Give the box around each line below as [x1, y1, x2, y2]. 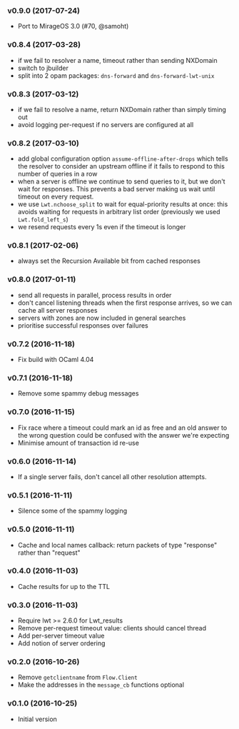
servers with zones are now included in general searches [17, 313, 186, 322]
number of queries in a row [17, 170, 98, 179]
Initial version [17, 715, 57, 723]
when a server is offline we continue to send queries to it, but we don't [17, 177, 226, 186]
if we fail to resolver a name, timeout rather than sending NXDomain [17, 56, 218, 64]
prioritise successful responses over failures [17, 321, 148, 330]
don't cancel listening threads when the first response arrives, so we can [17, 298, 233, 307]
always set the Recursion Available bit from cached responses [17, 256, 201, 266]
